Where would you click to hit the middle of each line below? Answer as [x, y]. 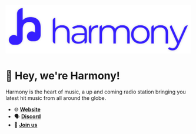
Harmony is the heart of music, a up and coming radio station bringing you [96, 92]
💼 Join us [26, 125]
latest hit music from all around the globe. [56, 98]
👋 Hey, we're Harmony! [63, 76]
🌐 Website [27, 109]
